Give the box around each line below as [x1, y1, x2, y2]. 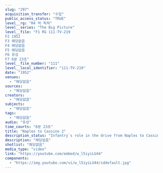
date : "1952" [5, 70, 32, 75]
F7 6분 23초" [5, 57, 30, 62]
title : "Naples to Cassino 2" [5, 129, 66, 134]
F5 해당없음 [5, 47, 25, 52]
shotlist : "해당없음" [5, 142, 45, 147]
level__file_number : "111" [5, 61, 60, 66]
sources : [5, 83, 23, 89]
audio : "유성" [5, 120, 32, 125]
